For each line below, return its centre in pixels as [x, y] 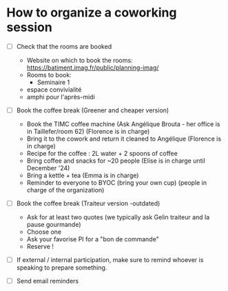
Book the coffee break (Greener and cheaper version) [93, 110]
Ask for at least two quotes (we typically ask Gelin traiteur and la [118, 217]
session [29, 27]
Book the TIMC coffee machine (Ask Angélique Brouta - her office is [123, 124]
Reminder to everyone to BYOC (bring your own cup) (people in [117, 183]
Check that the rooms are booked [64, 46]
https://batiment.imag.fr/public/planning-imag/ [93, 68]
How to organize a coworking [92, 13]
